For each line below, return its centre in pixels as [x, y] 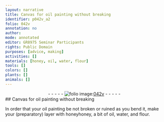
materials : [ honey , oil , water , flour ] [47, 61]
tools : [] [16, 65]
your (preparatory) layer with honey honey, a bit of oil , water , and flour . [78, 114]
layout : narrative [24, 10]
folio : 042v [18, 24]
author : [13, 33]
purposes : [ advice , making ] [35, 51]
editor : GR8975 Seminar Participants [45, 42]
